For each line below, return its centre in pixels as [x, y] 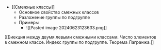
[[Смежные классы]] [33, 7]
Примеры [29, 22]
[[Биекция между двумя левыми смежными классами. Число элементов [80, 37]
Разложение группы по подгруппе [54, 17]
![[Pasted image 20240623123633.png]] [66, 28]
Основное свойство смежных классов [59, 12]
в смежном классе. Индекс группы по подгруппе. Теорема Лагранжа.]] [79, 42]
